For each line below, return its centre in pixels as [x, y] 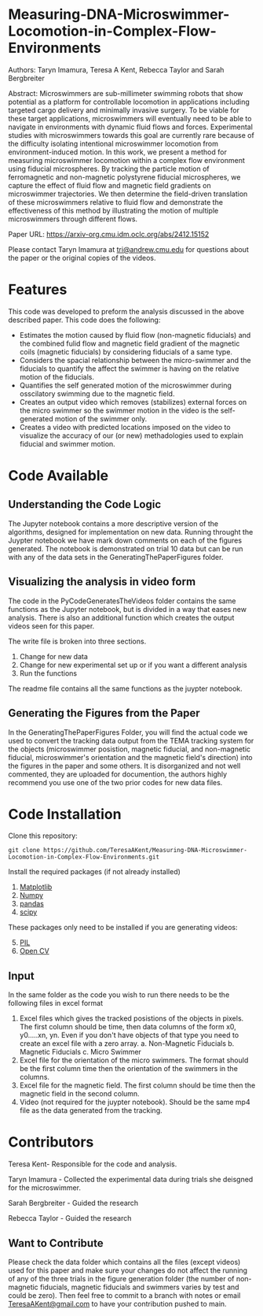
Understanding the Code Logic [85, 504]
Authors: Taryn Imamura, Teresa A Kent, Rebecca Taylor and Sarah [116, 69]
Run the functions [48, 673]
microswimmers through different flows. [73, 219]
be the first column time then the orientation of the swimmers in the [128, 1069]
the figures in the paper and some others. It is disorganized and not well [124, 766]
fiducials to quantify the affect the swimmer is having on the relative [129, 369]
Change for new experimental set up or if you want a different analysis [133, 665]
